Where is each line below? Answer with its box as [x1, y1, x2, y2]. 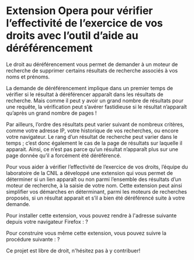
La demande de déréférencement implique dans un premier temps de [6, 84, 174, 91]
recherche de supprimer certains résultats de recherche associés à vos [6, 67, 178, 74]
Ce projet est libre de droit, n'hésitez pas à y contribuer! [6, 247, 141, 254]
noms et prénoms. [6, 73, 50, 80]
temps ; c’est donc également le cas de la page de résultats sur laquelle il [6, 139, 183, 146]
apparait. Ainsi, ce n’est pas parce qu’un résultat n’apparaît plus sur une [6, 145, 178, 153]
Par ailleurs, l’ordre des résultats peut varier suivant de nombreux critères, [6, 121, 185, 128]
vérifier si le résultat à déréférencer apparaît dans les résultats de [6, 91, 164, 98]
